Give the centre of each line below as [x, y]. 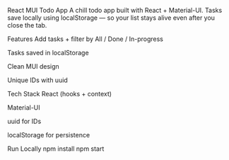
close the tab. [27, 25]
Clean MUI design [34, 66]
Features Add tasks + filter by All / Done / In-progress [86, 39]
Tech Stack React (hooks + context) [59, 94]
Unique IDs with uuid [38, 80]
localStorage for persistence [49, 135]
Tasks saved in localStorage [48, 53]
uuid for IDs [24, 121]
